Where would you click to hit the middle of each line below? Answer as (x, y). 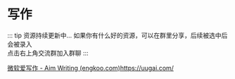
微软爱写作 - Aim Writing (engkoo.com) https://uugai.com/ (91, 68)
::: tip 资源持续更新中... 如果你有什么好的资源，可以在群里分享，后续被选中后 (118, 35)
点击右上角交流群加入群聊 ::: (48, 53)
